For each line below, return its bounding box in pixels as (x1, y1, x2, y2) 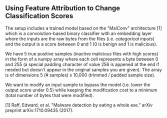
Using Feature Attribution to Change (5, 4, 120, 12)
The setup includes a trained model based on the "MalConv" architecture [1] (5, 25, 162, 31)
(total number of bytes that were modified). (5, 92, 94, 98)
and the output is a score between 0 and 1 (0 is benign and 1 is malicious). (5, 41, 157, 47)
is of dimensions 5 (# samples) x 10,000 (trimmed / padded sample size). (5, 72, 155, 78)
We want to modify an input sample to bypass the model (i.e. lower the (5, 81, 151, 87)
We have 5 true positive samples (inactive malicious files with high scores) (5, 50, 158, 56)
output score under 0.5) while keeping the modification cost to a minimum (5, 87, 157, 93)
